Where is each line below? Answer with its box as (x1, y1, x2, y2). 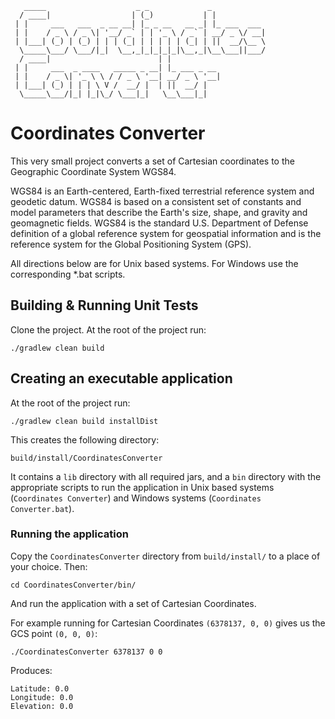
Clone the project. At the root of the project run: (10, 323, 207, 336)
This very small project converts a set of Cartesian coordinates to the (10, 155, 295, 167)
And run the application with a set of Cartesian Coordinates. (10, 597, 257, 609)
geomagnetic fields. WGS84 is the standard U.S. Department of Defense (10, 217, 309, 229)
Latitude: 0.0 (10, 683, 70, 694)
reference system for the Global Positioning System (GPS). (10, 238, 252, 250)
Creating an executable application (10, 370, 233, 387)
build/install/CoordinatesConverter (10, 453, 163, 463)
